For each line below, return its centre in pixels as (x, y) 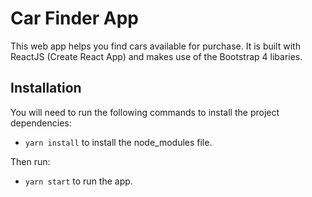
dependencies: (41, 123)
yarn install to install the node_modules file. (118, 142)
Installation (46, 88)
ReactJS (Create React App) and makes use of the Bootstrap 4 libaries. (156, 56)
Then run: (30, 161)
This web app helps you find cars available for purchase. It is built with (155, 46)
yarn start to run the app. (78, 181)
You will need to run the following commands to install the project (145, 112)
